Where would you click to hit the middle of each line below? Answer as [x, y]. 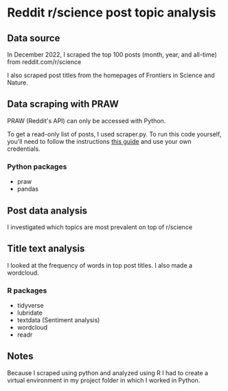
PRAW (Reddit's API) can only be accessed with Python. [87, 120]
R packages [27, 290]
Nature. [18, 83]
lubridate [30, 313]
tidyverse [30, 306]
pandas [28, 189]
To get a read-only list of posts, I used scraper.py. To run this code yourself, [114, 134]
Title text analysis [46, 249]
